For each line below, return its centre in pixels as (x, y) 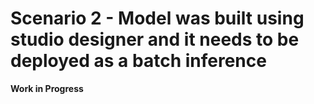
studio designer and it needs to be (155, 39)
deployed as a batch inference (138, 61)
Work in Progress (47, 88)
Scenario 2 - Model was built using (157, 18)
